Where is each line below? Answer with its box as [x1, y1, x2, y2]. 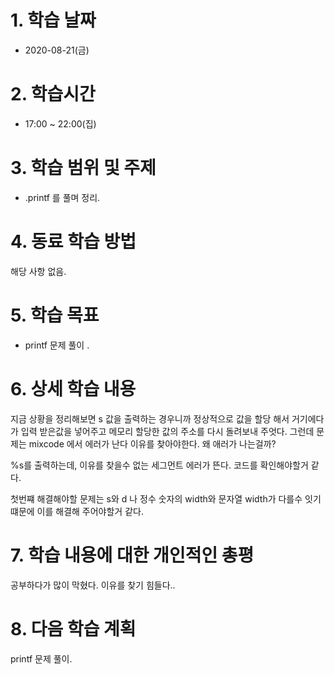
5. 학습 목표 [10, 304, 100, 326]
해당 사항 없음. [10, 265, 67, 277]
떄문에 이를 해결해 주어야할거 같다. [10, 505, 144, 517]
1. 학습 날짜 [10, 9, 97, 32]
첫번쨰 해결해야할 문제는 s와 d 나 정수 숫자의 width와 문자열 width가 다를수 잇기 [10, 492, 322, 505]
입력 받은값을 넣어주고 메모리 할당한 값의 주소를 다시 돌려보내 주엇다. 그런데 [20, 425, 315, 437]
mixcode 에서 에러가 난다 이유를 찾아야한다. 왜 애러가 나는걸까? [28, 437, 277, 450]
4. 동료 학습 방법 [10, 231, 137, 253]
